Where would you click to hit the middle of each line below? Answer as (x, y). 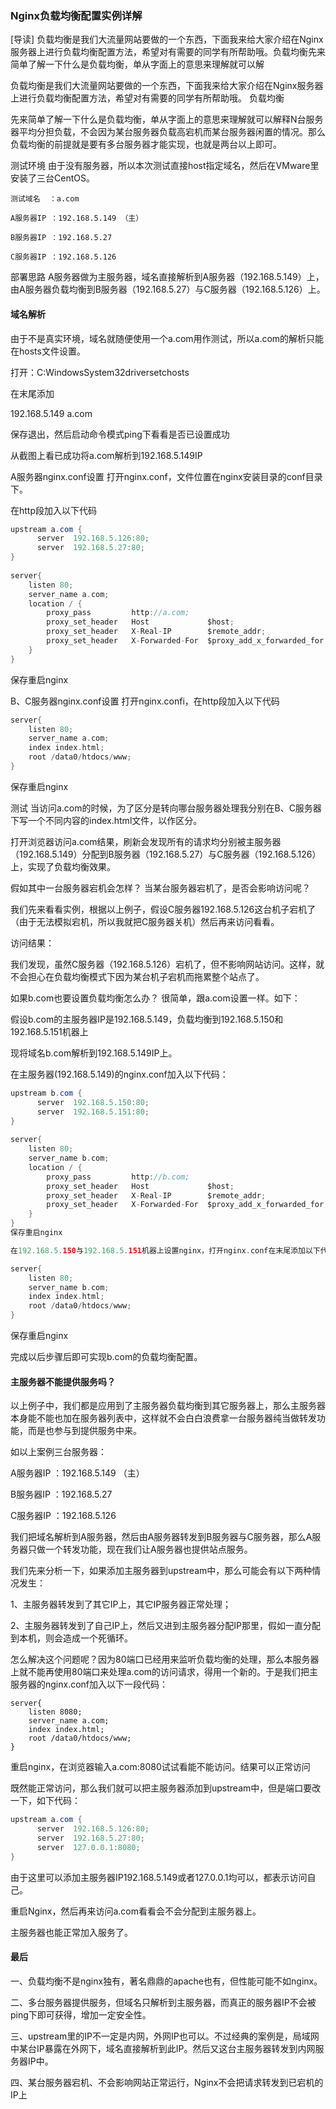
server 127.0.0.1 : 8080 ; (88, 1847)
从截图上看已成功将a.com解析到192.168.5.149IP (106, 455)
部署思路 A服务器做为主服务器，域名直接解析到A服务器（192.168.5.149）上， (167, 277)
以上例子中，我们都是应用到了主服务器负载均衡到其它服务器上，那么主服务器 (168, 1406)
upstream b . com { (46, 1093)
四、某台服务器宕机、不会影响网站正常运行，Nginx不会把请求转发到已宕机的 (167, 2082)
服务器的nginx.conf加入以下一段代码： (89, 1684)
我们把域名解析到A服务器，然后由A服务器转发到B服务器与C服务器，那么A (161, 1537)
